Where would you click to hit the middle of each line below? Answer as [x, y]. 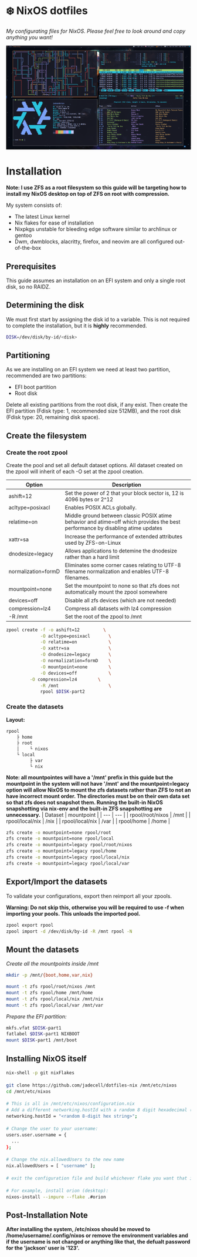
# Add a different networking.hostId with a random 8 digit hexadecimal [97, 1110]
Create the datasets [35, 707]
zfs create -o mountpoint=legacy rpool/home [61, 851]
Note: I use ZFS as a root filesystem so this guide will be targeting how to [96, 187]
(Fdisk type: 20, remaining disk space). [53, 417]
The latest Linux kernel [42, 217]
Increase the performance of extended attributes [124, 536]
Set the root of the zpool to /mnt [103, 616]
